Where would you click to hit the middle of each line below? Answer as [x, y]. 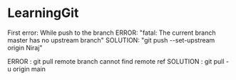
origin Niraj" [25, 47]
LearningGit [43, 13]
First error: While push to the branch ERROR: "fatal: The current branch [112, 33]
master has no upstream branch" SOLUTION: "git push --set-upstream [111, 40]
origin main [30, 69]
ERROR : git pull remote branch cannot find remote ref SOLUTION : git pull [116, 61]
